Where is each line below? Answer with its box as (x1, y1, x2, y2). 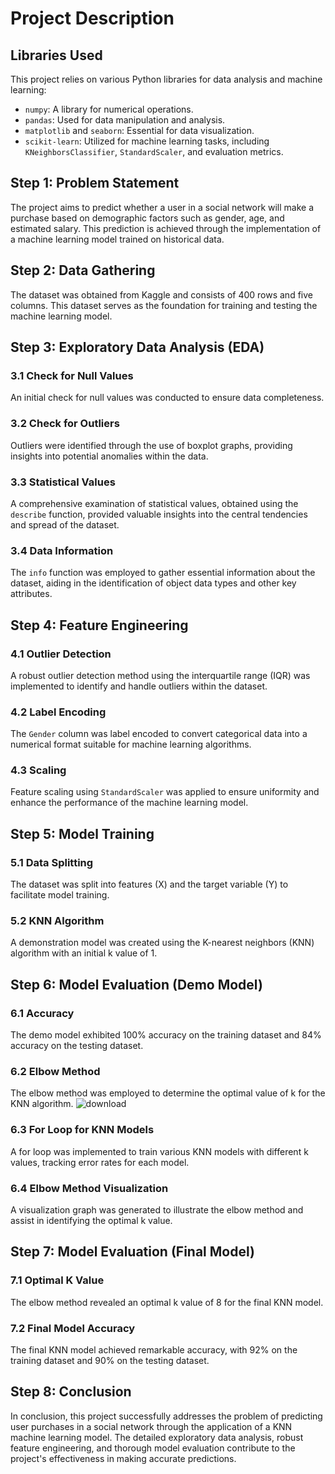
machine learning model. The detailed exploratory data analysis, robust (10, 1431, 304, 1443)
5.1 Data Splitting (10, 855, 94, 869)
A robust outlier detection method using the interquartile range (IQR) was (10, 669, 311, 681)
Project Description (10, 7, 175, 30)
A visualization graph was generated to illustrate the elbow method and (10, 1204, 304, 1216)
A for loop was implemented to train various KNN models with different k (10, 1145, 309, 1157)
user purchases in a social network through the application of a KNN (10, 1420, 293, 1432)
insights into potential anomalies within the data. (10, 450, 209, 462)
